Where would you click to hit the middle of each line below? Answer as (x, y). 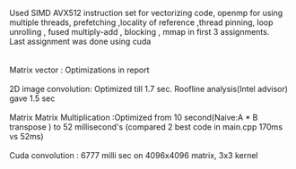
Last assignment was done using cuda (80, 41)
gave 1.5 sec (32, 98)
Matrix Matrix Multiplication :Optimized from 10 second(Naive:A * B (134, 117)
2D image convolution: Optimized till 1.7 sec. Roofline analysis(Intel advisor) (149, 89)
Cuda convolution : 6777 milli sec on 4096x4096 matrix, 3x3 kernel (134, 155)
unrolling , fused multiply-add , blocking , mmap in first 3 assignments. (139, 32)
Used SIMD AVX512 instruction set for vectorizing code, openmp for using (146, 13)
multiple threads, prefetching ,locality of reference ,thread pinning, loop (141, 22)
